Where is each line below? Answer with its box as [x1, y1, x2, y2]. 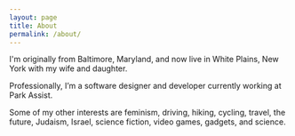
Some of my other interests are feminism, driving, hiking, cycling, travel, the [9, 108, 286, 118]
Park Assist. [9, 90, 53, 100]
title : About [9, 21, 58, 30]
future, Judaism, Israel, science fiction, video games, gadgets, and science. [9, 116, 286, 127]
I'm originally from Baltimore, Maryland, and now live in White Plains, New [9, 54, 280, 65]
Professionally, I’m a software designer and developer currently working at [9, 81, 282, 92]
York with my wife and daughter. [9, 63, 128, 74]
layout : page [9, 12, 58, 22]
